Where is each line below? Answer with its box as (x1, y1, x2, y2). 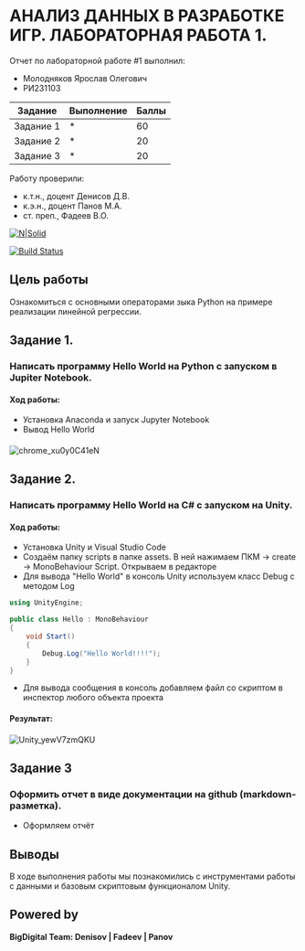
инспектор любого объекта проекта (22, 692, 164, 703)
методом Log (22, 581, 75, 592)
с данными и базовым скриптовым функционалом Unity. (9, 881, 231, 892)
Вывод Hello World (22, 424, 95, 435)
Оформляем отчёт (22, 820, 95, 831)
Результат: (9, 712, 53, 723)
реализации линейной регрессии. (9, 305, 142, 316)
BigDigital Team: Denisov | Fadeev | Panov (9, 931, 174, 942)
